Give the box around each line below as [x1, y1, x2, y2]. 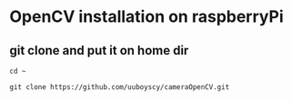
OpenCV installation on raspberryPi [9, 6, 284, 27]
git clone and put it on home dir [9, 43, 189, 58]
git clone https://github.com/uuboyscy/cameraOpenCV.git [9, 83, 230, 92]
